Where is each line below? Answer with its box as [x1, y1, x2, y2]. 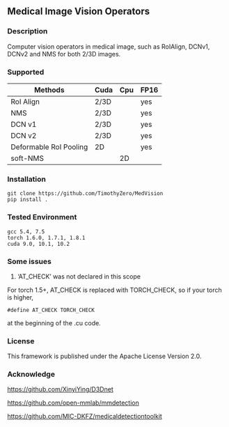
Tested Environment [7, 212, 77, 222]
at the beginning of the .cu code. [7, 318, 101, 327]
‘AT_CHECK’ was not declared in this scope [17, 272, 141, 281]
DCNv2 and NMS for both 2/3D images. [7, 49, 121, 58]
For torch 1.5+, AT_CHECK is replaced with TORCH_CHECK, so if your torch [7, 286, 222, 294]
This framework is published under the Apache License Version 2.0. [7, 352, 202, 361]
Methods [33, 85, 65, 95]
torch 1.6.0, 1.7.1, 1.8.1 [7, 234, 86, 241]
